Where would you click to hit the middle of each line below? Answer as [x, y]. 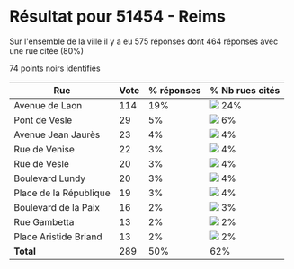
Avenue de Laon [48, 105]
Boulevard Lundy [49, 178]
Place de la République [62, 193]
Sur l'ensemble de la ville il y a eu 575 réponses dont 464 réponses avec [144, 41]
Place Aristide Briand [58, 237]
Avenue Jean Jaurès [57, 134]
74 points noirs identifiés [55, 68]
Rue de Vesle [42, 163]
